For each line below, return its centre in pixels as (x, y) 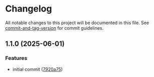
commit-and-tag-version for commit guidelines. (54, 28)
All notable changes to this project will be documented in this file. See (77, 23)
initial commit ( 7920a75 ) (37, 69)
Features (16, 58)
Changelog (29, 9)
